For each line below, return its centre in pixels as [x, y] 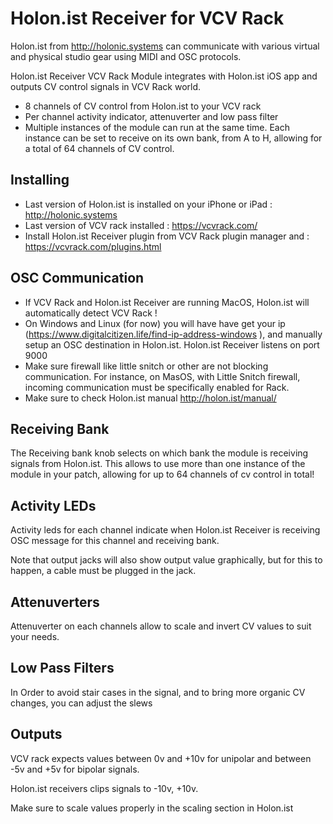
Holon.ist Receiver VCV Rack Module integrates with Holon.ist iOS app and [164, 76]
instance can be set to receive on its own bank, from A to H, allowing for [173, 138]
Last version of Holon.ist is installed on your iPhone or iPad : [148, 204]
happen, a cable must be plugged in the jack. [103, 571]
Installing [40, 180]
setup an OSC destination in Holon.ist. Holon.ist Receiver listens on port [172, 344]
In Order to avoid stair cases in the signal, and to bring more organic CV [158, 692]
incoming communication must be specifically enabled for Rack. [157, 387]
